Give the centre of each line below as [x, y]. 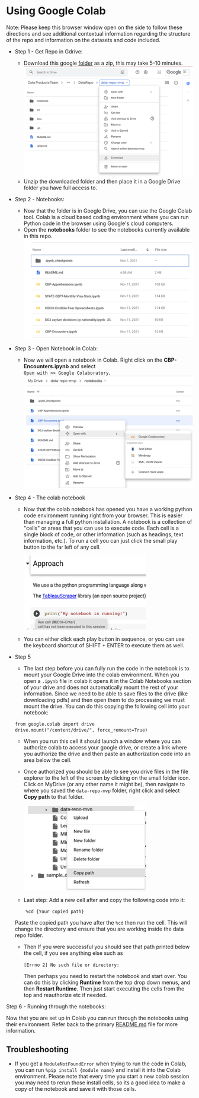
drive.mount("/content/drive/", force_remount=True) [81, 730]
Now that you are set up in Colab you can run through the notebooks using [97, 1018]
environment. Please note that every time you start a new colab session [102, 1077]
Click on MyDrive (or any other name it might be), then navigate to [104, 784]
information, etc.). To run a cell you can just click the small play [100, 541]
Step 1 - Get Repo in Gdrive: [49, 51]
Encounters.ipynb [46, 366]
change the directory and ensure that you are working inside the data [99, 929]
